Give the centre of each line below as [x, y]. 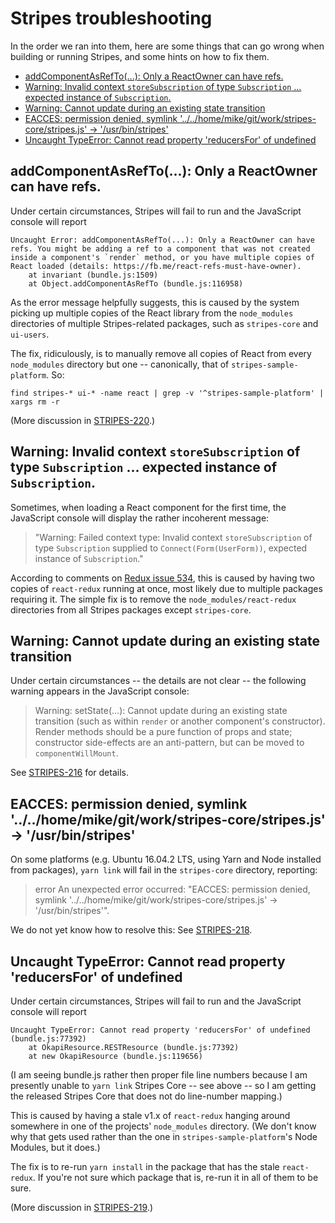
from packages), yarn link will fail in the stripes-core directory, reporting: [164, 870]
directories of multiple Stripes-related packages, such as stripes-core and [164, 323]
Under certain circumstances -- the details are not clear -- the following [158, 681]
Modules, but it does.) [55, 1147]
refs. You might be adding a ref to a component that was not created [160, 248]
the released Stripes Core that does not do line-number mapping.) [146, 1096]
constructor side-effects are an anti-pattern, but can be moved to [169, 743]
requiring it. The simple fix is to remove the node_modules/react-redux [153, 599]
